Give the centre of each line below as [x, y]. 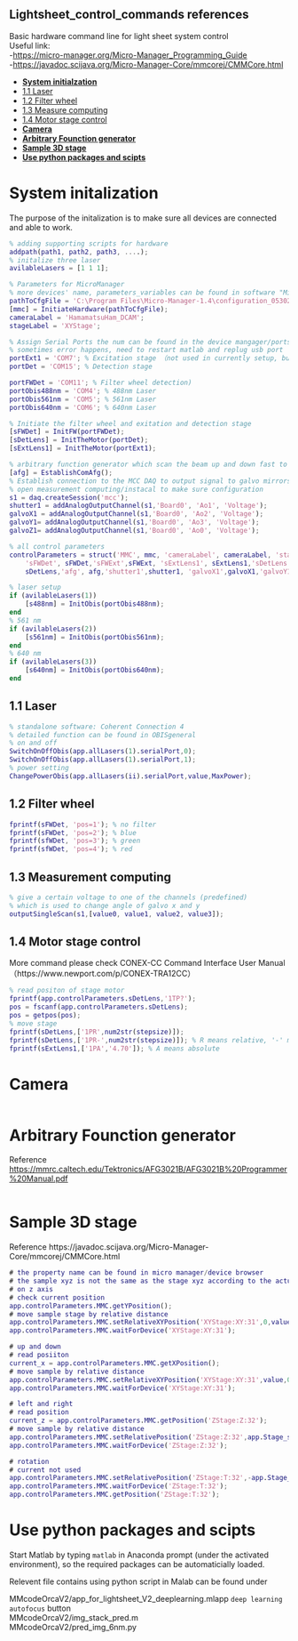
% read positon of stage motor [67, 991]
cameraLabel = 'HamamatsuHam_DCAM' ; [77, 318]
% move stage [33, 1023]
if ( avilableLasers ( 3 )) [53, 662]
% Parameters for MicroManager [67, 285]
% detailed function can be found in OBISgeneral [103, 735]
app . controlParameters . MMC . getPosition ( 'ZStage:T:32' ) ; [114, 1495]
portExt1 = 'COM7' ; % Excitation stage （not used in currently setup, [144, 358]
